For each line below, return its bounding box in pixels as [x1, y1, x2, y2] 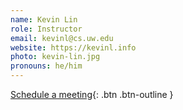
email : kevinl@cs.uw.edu [10, 33, 114, 43]
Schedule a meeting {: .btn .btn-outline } [10, 89, 174, 100]
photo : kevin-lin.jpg [10, 52, 101, 62]
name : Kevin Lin [10, 14, 78, 25]
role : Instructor [10, 24, 83, 34]
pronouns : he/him [10, 61, 83, 71]
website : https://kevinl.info [10, 42, 137, 53]
